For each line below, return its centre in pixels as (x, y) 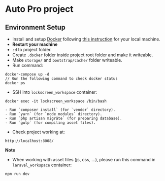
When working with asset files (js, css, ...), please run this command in (84, 160)
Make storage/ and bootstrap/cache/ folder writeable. (67, 60)
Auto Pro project (39, 9)
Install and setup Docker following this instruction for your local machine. (86, 39)
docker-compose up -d (27, 74)
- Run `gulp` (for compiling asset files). (50, 123)
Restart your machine (35, 44)
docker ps (15, 83)
